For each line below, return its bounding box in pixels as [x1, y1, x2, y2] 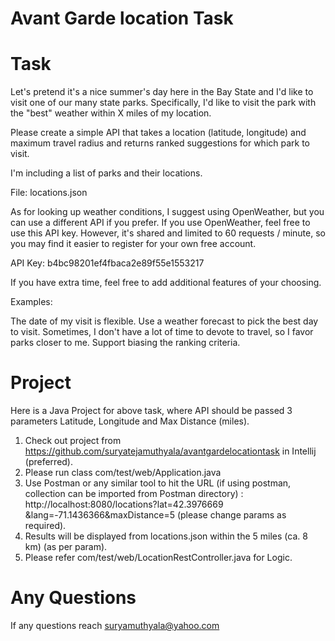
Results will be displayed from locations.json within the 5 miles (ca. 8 [24, 530, 308, 542]
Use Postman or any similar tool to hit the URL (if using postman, [24, 477, 292, 489]
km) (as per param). [24, 541, 108, 553]
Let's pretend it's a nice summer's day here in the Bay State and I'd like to [10, 86, 314, 98]
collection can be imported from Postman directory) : [24, 488, 244, 500]
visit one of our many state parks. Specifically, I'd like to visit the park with [10, 97, 317, 109]
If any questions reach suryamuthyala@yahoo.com [10, 620, 220, 631]
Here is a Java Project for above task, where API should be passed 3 [10, 405, 293, 417]
